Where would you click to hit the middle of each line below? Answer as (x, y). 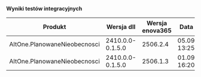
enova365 (157, 31)
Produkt (54, 27)
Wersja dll (121, 27)
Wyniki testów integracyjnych (44, 9)
